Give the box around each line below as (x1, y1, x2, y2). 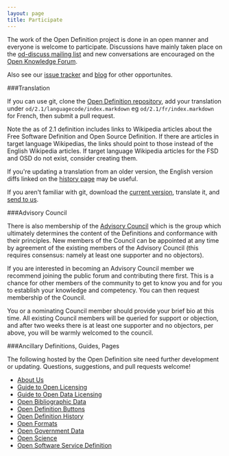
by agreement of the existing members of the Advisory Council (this (7, 243, 199, 252)
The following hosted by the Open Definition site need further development (7, 355, 219, 363)
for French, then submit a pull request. (7, 111, 115, 120)
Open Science (16, 433, 58, 442)
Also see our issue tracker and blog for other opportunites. (7, 70, 173, 79)
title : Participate (7, 16, 63, 23)
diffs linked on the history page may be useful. (7, 174, 138, 182)
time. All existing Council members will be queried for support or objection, (7, 313, 219, 322)
